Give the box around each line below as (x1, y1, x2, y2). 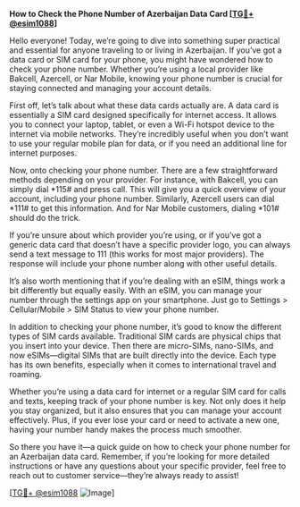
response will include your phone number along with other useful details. (9, 258, 278, 268)
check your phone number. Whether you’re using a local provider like (9, 63, 263, 74)
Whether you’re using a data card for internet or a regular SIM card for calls (9, 386, 287, 397)
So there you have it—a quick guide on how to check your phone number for (9, 442, 291, 452)
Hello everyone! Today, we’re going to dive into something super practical (9, 36, 280, 46)
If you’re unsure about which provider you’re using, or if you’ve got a (9, 230, 262, 241)
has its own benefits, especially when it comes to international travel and (9, 359, 277, 370)
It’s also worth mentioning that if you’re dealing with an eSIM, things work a (9, 275, 286, 286)
